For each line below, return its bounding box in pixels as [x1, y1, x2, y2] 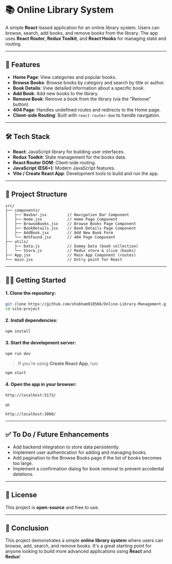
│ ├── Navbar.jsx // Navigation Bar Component [5, 212, 130, 218]
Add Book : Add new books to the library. [12, 90, 99, 96]
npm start [5, 370, 27, 375]
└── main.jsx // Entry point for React [5, 257, 123, 263]
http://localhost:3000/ [5, 411, 56, 417]
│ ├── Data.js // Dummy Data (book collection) [5, 244, 139, 249]
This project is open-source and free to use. [5, 504, 99, 510]
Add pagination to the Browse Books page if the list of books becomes [12, 454, 162, 461]
